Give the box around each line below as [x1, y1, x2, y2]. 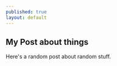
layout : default [5, 15, 47, 21]
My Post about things [5, 37, 89, 47]
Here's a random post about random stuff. [5, 53, 111, 61]
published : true [5, 8, 47, 15]
